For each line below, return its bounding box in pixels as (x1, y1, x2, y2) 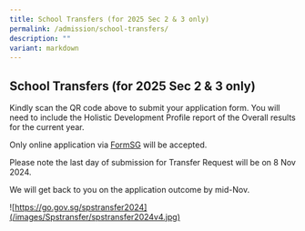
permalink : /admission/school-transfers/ (9, 24, 169, 34)
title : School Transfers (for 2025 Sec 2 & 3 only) (9, 15, 209, 24)
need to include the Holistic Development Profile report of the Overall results (9, 112, 296, 123)
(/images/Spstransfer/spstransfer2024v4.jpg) (9, 212, 180, 223)
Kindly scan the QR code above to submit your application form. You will (9, 103, 280, 114)
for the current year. (9, 122, 85, 133)
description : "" (9, 34, 71, 43)
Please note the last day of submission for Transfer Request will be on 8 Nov (9, 157, 296, 168)
